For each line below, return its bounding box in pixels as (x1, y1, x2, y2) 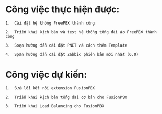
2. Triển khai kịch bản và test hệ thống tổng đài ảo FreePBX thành (5, 29, 157, 34)
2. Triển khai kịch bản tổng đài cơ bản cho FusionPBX (5, 95, 127, 100)
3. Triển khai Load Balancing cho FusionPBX (5, 103, 104, 108)
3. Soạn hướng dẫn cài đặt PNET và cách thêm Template (5, 42, 127, 48)
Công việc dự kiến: (5, 69, 87, 80)
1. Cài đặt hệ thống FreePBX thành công (5, 20, 95, 26)
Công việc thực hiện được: (5, 4, 120, 15)
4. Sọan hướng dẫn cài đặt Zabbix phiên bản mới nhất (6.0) (5, 52, 139, 57)
